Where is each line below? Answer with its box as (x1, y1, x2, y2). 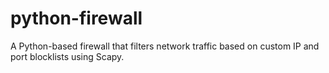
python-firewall (10, 7, 143, 30)
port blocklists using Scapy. (10, 50, 125, 62)
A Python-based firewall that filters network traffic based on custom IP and (10, 40, 320, 52)
